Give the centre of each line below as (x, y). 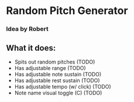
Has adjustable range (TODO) (50, 68)
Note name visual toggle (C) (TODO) (58, 93)
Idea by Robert (27, 29)
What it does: (31, 48)
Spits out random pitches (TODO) (55, 62)
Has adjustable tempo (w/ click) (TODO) (63, 86)
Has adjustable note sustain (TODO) (58, 74)
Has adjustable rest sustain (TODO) (57, 80)
